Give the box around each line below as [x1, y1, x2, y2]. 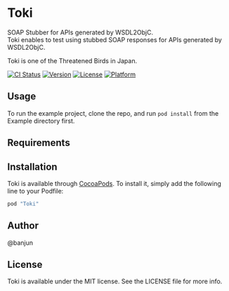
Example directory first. [7, 116, 75, 125]
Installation [7, 161, 58, 172]
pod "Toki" [7, 200, 39, 208]
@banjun [7, 238, 34, 247]
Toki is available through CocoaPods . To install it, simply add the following [7, 179, 221, 187]
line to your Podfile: [7, 187, 64, 195]
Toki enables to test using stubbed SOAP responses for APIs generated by [7, 35, 223, 43]
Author [7, 219, 39, 232]
